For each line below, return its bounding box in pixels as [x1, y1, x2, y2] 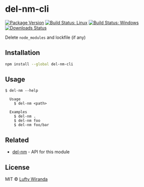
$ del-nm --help [5, 88, 38, 93]
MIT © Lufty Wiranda [5, 176, 48, 182]
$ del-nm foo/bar [14, 123, 49, 128]
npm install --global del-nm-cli [5, 61, 73, 67]
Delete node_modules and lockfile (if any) [5, 34, 86, 40]
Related [5, 136, 29, 144]
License [5, 163, 30, 171]
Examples [9, 109, 27, 115]
